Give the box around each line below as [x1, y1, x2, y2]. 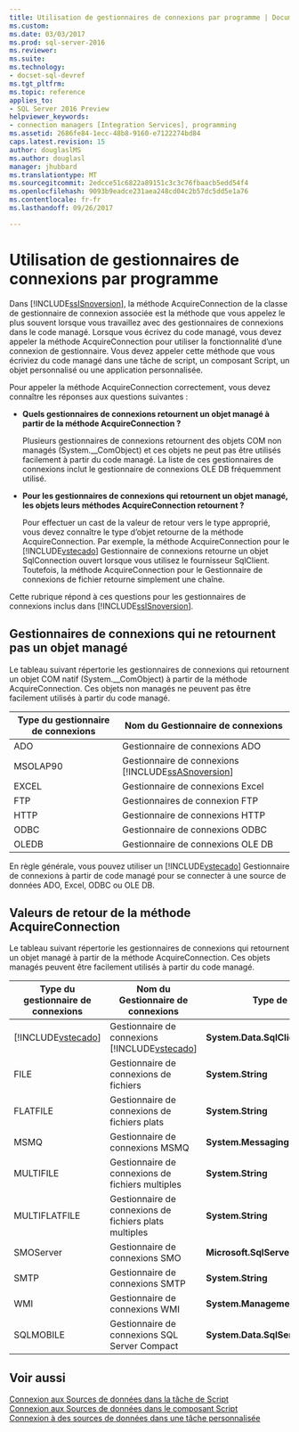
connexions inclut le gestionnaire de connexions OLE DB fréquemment [21, 463, 281, 474]
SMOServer [13, 1247, 62, 1259]
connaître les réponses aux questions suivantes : [9, 391, 189, 402]
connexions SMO [109, 1252, 182, 1264]
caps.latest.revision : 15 [9, 137, 105, 146]
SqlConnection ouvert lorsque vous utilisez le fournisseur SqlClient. [21, 554, 270, 566]
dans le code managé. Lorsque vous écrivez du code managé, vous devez [9, 326, 282, 337]
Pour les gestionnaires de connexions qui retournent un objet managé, [21, 490, 288, 501]
